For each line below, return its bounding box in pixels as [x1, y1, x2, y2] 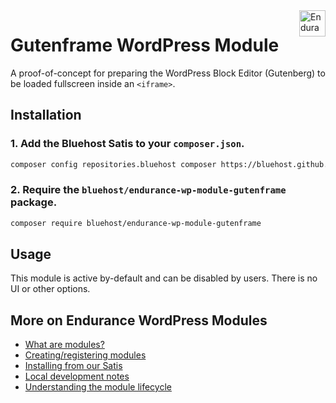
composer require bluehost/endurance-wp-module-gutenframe [10, 218, 262, 228]
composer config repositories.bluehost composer [10, 159, 217, 169]
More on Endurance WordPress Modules [10, 312, 268, 329]
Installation [10, 107, 82, 124]
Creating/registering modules [24, 349, 147, 361]
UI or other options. [10, 283, 91, 295]
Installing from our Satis [24, 360, 123, 372]
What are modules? [24, 339, 105, 351]
